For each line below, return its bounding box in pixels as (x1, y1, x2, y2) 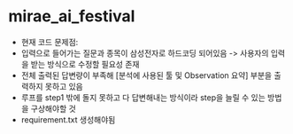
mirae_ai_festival (8, 6, 135, 27)
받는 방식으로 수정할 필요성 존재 (30, 59, 140, 69)
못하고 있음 (44, 81, 83, 91)
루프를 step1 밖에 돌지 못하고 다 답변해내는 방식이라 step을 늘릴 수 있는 (20, 91, 266, 103)
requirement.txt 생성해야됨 (20, 114, 116, 125)
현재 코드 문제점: (20, 36, 79, 47)
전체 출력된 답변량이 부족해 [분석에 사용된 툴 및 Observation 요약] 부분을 (20, 69, 272, 81)
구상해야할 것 (30, 103, 76, 114)
